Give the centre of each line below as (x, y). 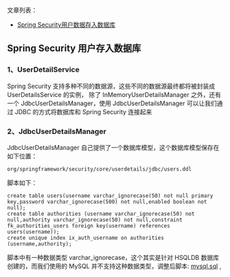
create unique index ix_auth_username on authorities (86, 238)
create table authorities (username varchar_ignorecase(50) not (101, 214)
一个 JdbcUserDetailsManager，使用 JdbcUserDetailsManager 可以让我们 (112, 103)
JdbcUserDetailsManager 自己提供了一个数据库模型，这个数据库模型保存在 (113, 147)
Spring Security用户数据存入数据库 (66, 25)
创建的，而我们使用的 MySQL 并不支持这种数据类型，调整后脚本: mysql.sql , (114, 266)
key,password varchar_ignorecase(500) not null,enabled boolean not (107, 201)
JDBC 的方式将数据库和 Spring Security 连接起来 (83, 111)
